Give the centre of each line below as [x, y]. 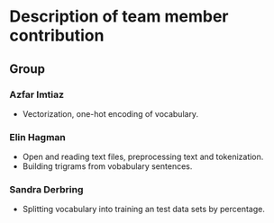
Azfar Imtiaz [37, 94]
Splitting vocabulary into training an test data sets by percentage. [144, 210]
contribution [57, 36]
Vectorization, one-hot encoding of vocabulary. [110, 113]
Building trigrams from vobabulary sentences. [107, 166]
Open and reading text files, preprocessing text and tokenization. [143, 157]
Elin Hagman [37, 137]
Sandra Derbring [46, 190]
